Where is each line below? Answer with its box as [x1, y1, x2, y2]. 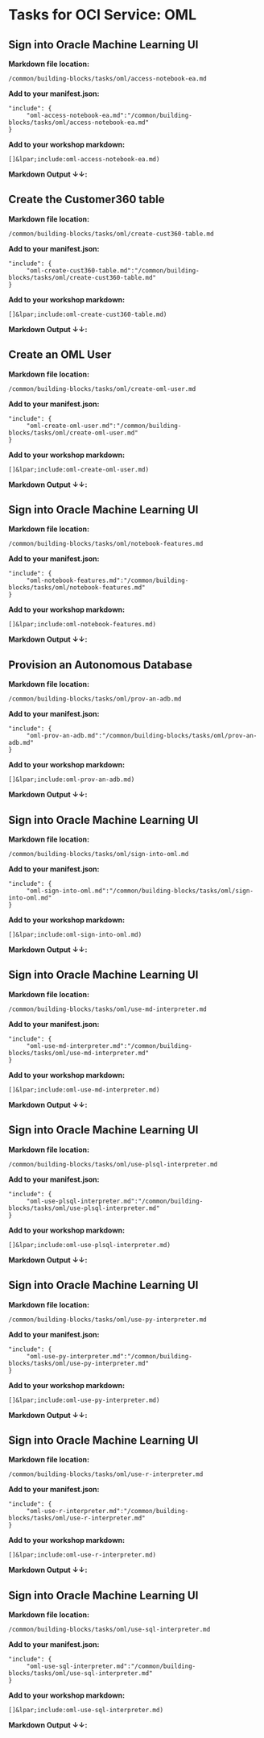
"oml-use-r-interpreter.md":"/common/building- [26, 1507, 189, 1516]
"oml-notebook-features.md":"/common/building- [26, 576, 189, 585]
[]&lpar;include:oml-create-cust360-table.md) [8, 310, 167, 318]
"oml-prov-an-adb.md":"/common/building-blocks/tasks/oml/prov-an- [26, 732, 258, 740]
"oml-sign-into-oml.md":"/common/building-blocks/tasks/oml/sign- [26, 887, 254, 896]
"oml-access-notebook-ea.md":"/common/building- [26, 111, 193, 119]
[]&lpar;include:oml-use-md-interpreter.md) [8, 1086, 160, 1094]
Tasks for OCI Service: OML [8, 6, 197, 24]
